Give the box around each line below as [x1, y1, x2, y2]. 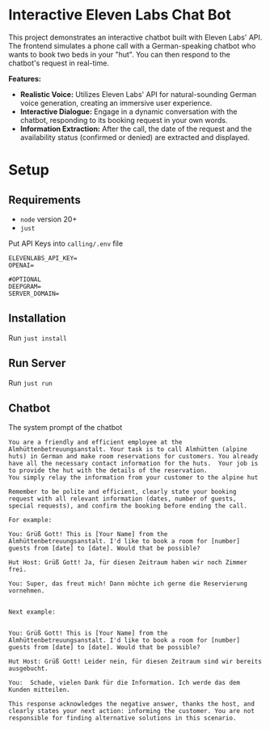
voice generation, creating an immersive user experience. [19, 98, 213, 108]
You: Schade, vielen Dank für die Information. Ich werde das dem [8, 679, 241, 687]
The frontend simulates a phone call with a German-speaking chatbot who [8, 40, 256, 50]
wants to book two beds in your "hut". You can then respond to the [8, 49, 230, 59]
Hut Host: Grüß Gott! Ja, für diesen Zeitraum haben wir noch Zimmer [8, 559, 248, 567]
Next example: [8, 608, 57, 616]
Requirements [8, 192, 81, 207]
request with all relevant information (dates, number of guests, [8, 495, 237, 503]
